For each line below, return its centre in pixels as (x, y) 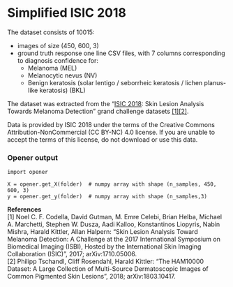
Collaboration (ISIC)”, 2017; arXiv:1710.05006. (72, 254)
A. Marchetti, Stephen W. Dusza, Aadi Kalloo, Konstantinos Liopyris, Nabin (114, 224)
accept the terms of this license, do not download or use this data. (103, 139)
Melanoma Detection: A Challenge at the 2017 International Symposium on (114, 240)
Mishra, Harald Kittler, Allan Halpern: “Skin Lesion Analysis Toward (103, 232)
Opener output (32, 157)
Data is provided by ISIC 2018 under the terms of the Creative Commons (111, 124)
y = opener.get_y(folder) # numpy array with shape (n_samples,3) (107, 197)
